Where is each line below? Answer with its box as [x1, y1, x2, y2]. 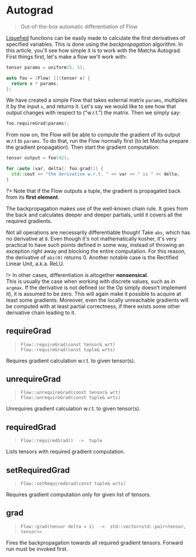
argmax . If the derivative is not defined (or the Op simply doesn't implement [6, 283, 187, 291]
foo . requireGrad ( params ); [6, 121, 69, 126]
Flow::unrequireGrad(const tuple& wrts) [20, 395, 121, 401]
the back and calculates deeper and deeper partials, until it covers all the [6, 211, 183, 218]
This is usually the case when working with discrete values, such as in [6, 278, 176, 285]
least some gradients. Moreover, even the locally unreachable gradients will [6, 296, 189, 303]
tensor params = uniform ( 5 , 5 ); [6, 64, 85, 71]
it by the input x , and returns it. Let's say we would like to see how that [6, 103, 176, 110]
